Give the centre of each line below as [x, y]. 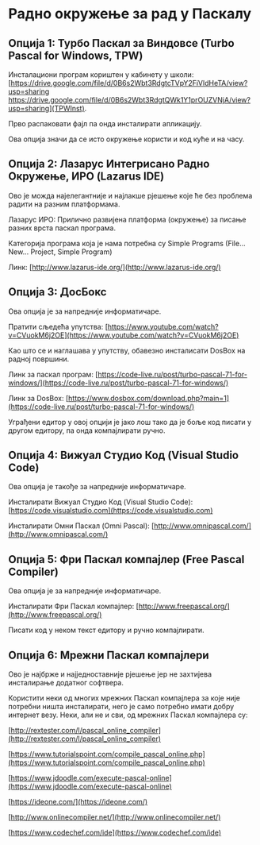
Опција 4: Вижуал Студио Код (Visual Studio [124, 455]
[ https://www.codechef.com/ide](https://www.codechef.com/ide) [115, 833]
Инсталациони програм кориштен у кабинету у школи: [101, 75]
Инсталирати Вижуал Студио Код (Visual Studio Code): [101, 502]
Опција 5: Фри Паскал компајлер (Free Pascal [126, 559]
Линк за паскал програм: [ [53, 374]
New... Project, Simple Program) [60, 252]
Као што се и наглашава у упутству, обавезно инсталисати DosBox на [127, 350]
